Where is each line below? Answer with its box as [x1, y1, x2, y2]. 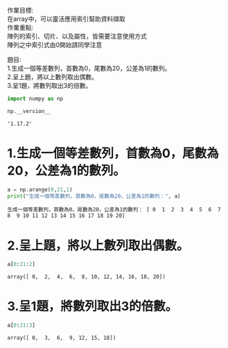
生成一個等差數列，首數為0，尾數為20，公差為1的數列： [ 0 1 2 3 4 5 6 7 [7, 207, 221, 214]
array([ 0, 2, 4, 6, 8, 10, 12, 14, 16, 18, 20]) [7, 273, 166, 281]
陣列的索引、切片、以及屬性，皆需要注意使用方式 [7, 32, 147, 40]
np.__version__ [7, 107, 51, 114]
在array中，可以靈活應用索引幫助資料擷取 [7, 15, 126, 23]
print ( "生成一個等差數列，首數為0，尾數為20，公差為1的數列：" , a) [7, 193, 181, 200]
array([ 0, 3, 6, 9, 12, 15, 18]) [7, 335, 116, 342]
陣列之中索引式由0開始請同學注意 [7, 41, 103, 49]
